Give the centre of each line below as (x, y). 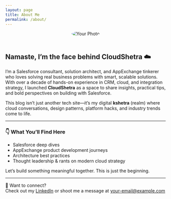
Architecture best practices (41, 156)
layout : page (19, 10)
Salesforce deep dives (36, 145)
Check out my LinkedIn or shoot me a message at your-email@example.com (85, 191)
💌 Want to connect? (26, 185)
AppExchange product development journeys (60, 150)
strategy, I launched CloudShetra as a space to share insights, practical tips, (85, 88)
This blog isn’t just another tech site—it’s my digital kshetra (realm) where (83, 103)
